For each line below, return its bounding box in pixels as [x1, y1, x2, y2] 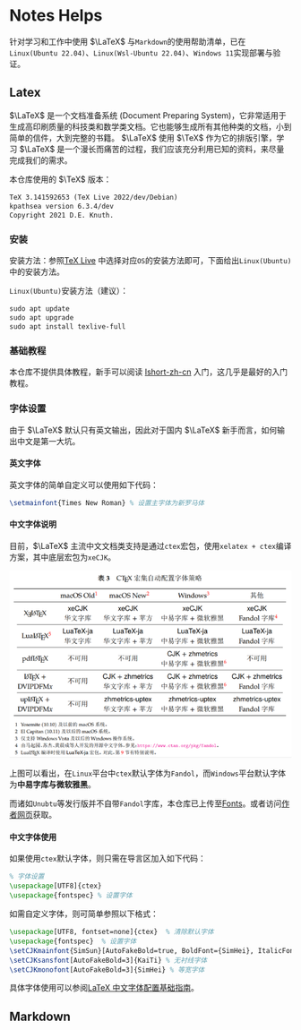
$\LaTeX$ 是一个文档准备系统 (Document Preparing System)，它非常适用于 [9, 109, 287, 121]
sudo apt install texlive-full [9, 322, 126, 331]
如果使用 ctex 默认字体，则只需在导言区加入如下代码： [9, 853, 206, 864]
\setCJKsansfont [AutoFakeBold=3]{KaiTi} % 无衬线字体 [9, 956, 208, 965]
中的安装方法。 [9, 266, 64, 278]
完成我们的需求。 [9, 154, 73, 166]
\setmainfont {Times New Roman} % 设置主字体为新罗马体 [9, 498, 204, 507]
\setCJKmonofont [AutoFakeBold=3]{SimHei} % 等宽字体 [9, 965, 205, 974]
